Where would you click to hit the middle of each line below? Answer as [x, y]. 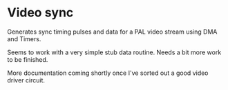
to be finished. [28, 59]
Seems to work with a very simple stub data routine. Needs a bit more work [114, 52]
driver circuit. [26, 80]
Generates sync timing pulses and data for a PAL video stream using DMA [112, 32]
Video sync [40, 13]
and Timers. [24, 38]
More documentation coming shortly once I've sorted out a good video [108, 73]
